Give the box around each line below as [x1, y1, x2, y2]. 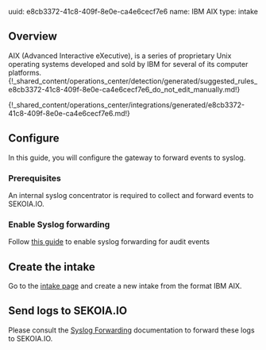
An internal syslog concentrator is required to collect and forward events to [8, 190, 254, 200]
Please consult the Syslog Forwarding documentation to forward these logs [8, 325, 256, 335]
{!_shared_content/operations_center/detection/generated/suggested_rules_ [8, 76, 258, 86]
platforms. [8, 68, 42, 77]
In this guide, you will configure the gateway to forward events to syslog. [8, 153, 246, 162]
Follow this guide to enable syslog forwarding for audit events [8, 237, 210, 247]
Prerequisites [8, 173, 61, 184]
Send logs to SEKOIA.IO [8, 304, 128, 317]
